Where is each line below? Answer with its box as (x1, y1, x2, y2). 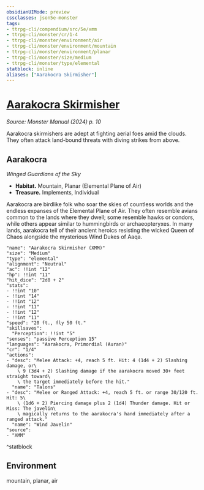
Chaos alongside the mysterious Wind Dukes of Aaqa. (6, 233, 143, 240)
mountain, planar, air (6, 477, 58, 484)
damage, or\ (6, 363, 37, 369)
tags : (6, 20, 20, 26)
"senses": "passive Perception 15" (6, 336, 97, 342)
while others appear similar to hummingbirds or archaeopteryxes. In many (6, 220, 193, 227)
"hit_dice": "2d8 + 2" (6, 277, 64, 283)
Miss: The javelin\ (6, 406, 56, 412)
